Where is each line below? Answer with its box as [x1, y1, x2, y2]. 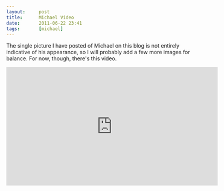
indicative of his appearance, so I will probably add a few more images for [6, 49, 190, 56]
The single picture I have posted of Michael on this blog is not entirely [6, 42, 180, 49]
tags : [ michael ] [6, 25, 63, 32]
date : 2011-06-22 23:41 [6, 20, 83, 26]
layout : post [6, 8, 50, 15]
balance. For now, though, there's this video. [6, 55, 117, 62]
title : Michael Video [6, 14, 74, 20]
